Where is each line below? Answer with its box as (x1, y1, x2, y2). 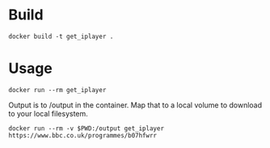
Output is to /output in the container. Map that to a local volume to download (8, 99, 263, 110)
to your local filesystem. (8, 108, 89, 118)
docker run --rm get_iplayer (8, 86, 107, 94)
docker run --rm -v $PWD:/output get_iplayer (8, 124, 164, 133)
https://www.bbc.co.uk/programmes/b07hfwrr (8, 131, 158, 139)
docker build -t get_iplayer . (8, 32, 114, 40)
